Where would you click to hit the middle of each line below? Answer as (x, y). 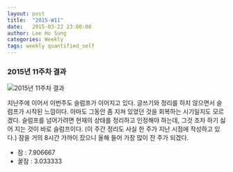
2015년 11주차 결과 (37, 72)
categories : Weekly (35, 40)
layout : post (26, 14)
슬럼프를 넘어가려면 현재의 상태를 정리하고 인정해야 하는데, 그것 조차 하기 (120, 120)
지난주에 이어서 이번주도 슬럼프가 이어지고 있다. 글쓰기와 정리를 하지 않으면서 (111, 103)
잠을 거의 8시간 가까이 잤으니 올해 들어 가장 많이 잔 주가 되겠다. (104, 138)
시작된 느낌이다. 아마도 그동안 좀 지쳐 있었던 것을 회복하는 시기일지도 (118, 111)
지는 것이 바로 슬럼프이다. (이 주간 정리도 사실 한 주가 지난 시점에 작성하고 (114, 129)
